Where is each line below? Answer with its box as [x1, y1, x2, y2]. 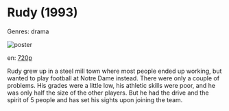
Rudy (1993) [7, 5, 78, 20]
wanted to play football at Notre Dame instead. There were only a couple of [7, 74, 220, 82]
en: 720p [7, 53, 33, 62]
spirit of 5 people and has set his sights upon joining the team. [7, 95, 183, 104]
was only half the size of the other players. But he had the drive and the [7, 89, 209, 97]
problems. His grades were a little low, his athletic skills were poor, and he [7, 81, 216, 89]
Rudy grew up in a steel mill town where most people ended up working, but [7, 67, 222, 75]
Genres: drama [7, 27, 49, 35]
